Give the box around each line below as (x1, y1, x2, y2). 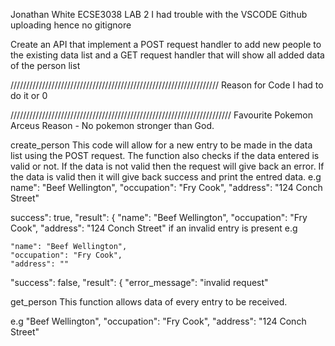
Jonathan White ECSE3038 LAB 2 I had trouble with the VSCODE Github (10, 9, 308, 20)
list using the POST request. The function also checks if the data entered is (10, 150, 320, 161)
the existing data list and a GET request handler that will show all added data (10, 49, 325, 61)
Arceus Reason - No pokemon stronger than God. (10, 120, 215, 131)
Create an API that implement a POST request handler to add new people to (10, 39, 322, 50)
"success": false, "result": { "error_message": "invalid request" (10, 277, 269, 288)
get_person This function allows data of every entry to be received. (10, 296, 288, 308)
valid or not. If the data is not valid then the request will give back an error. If (10, 160, 325, 172)
